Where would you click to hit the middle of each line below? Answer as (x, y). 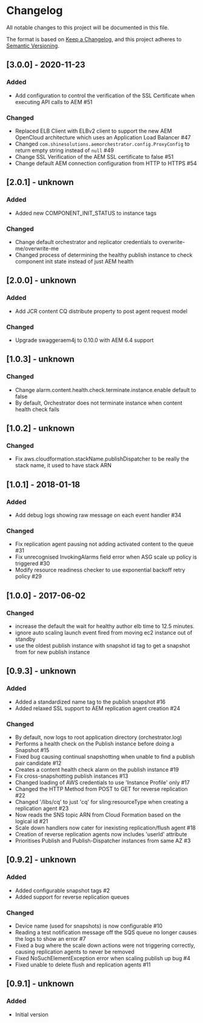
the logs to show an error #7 (50, 938)
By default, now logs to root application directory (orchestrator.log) (98, 737)
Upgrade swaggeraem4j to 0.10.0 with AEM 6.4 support (84, 340)
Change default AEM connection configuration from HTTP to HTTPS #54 (106, 163)
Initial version (32, 1014)
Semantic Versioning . (33, 46)
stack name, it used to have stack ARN (63, 466)
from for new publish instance (52, 652)
